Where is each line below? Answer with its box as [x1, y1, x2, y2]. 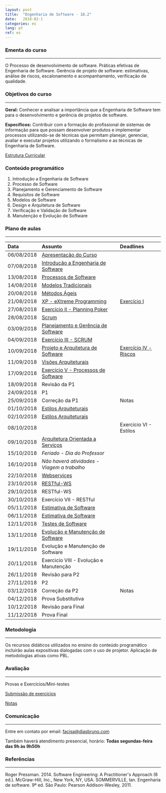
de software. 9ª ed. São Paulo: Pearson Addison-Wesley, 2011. [5, 782, 132, 788]
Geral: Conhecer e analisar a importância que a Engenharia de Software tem [5, 107, 161, 113]
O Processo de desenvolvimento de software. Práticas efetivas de [5, 62, 140, 68]
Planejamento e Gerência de [41, 322, 107, 329]
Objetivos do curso [5, 91, 52, 98]
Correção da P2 [41, 587, 79, 594]
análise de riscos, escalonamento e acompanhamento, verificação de [5, 73, 147, 79]
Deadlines [120, 243, 144, 250]
